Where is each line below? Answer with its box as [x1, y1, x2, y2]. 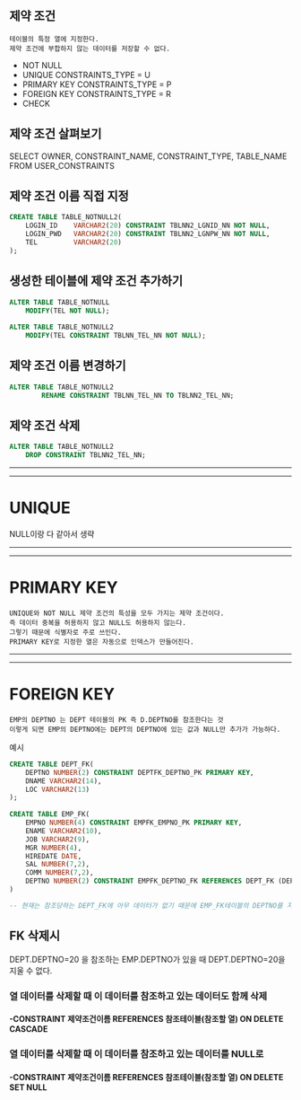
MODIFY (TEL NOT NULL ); [25, 306, 110, 315]
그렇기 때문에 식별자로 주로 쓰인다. [9, 628, 122, 637]
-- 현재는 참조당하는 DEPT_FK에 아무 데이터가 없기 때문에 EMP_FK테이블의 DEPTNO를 [9, 901, 284, 910]
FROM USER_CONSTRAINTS [9, 160, 115, 171]
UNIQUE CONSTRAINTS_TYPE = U [21, 69, 150, 80]
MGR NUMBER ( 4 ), [25, 843, 82, 852]
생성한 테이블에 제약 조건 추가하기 [9, 273, 184, 289]
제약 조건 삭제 [9, 418, 81, 433]
